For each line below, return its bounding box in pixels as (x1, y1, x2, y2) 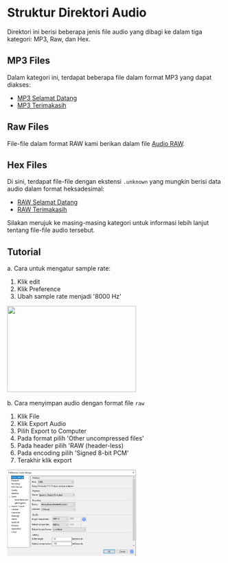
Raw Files (7, 121, 49, 133)
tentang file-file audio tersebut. (7, 226, 95, 235)
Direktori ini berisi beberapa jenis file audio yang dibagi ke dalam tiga (7, 28, 203, 36)
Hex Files (7, 159, 47, 171)
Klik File (16, 412, 40, 421)
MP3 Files (7, 55, 50, 67)
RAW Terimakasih (16, 205, 67, 214)
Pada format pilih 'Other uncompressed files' (16, 434, 144, 443)
